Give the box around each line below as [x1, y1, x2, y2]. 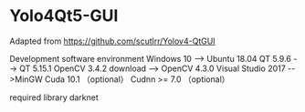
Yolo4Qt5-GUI [9, 5, 119, 26]
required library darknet [9, 92, 99, 103]
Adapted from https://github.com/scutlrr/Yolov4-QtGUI [9, 36, 216, 46]
